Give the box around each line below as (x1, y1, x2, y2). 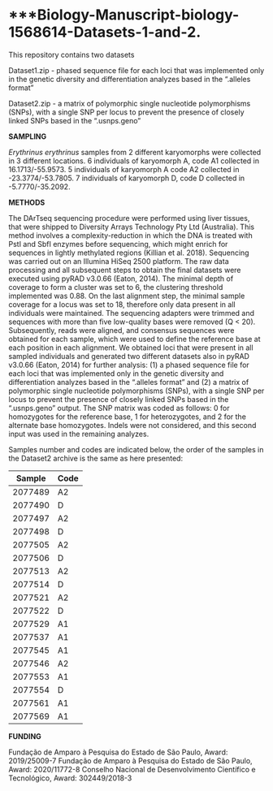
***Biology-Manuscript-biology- (8, 6, 240, 24)
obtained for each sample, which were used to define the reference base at (8, 334, 261, 344)
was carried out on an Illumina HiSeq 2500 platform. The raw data (8, 256, 229, 266)
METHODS (8, 197, 45, 207)
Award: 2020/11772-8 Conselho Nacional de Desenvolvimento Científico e (8, 764, 256, 774)
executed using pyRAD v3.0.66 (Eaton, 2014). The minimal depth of (8, 274, 234, 283)
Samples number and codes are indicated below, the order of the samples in (8, 444, 264, 454)
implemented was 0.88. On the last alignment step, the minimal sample (8, 291, 245, 300)
